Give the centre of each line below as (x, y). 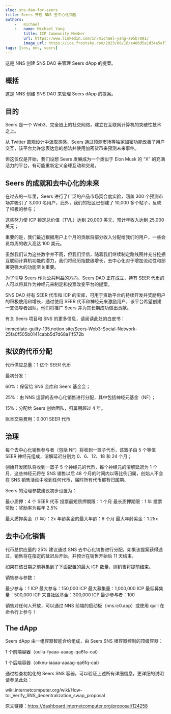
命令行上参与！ (21, 612)
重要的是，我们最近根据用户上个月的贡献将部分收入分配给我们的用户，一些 (83, 237)
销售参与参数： (21, 577)
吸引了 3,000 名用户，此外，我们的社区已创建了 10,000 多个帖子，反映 (88, 203)
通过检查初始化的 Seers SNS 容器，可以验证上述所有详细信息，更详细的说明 (85, 674)
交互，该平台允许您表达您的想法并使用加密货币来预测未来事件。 (72, 148)
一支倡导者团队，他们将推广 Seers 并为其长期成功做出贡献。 (68, 308)
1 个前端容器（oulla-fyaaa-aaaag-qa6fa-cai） (53, 652)
